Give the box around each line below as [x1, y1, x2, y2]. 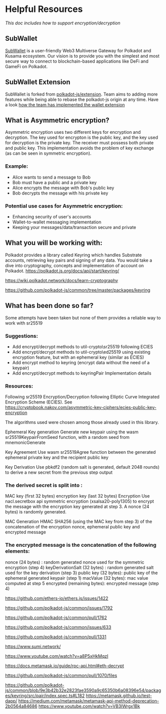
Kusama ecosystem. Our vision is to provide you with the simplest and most [5, 53, 160, 59]
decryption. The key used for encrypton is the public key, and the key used [5, 134, 159, 140]
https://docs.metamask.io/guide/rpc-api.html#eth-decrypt [5, 663, 124, 669]
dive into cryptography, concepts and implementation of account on [5, 262, 144, 268]
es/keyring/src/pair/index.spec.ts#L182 [5, 693, 85, 699]
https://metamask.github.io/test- [86, 693, 152, 699]
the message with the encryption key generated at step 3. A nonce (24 [5, 504, 150, 510]
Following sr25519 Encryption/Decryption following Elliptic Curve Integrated [5, 394, 160, 400]
